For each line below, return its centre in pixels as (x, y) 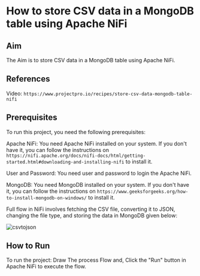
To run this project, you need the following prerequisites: (76, 132)
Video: (14, 93)
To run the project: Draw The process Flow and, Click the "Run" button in (96, 260)
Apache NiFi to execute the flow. (46, 266)
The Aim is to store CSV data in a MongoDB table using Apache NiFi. (91, 60)
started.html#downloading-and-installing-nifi (65, 162)
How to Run (28, 246)
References (28, 79)
